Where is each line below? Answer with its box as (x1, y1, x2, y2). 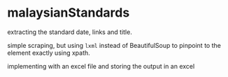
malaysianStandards (7, 5, 130, 21)
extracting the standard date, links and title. (7, 28, 133, 36)
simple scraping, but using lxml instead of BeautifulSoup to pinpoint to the (7, 41, 222, 49)
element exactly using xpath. (7, 49, 91, 57)
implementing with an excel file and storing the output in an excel (7, 62, 195, 70)
